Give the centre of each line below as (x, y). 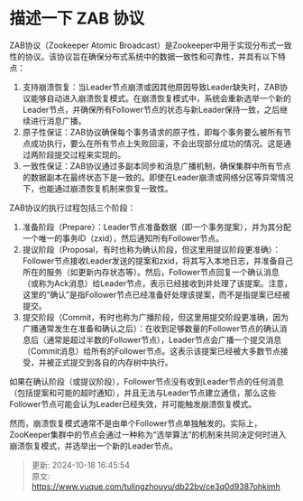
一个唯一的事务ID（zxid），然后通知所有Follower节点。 (123, 238)
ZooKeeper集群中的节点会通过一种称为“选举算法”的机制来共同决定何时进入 (148, 434)
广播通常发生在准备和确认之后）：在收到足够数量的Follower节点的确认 (151, 328)
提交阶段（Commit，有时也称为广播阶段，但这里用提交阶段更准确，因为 (155, 317)
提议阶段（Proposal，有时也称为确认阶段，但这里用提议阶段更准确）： (151, 249)
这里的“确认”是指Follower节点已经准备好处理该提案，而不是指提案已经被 (156, 294)
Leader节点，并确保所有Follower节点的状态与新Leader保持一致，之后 (151, 109)
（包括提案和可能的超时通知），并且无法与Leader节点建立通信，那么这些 (143, 393)
